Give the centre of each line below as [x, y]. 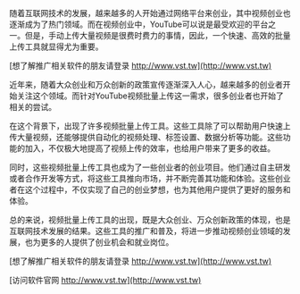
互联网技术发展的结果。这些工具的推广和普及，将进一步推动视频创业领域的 [146, 231]
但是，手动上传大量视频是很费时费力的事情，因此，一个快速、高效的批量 [158, 35]
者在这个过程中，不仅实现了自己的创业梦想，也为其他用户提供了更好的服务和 [150, 189]
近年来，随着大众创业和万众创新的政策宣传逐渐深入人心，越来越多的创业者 [146, 84]
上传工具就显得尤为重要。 [56, 46]
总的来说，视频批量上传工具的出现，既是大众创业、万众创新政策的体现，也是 [150, 220]
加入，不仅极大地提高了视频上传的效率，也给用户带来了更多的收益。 [150, 148]
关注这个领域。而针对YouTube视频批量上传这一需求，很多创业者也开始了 [150, 96]
